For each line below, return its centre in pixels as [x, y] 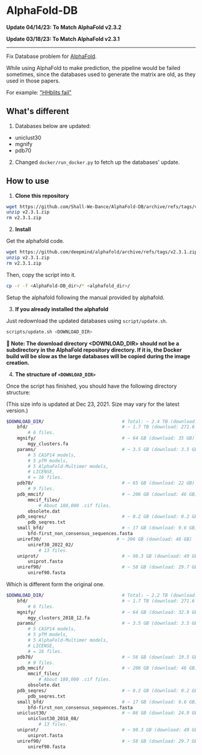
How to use [28, 181]
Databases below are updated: [53, 126]
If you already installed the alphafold [62, 309]
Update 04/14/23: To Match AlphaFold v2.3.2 [64, 27]
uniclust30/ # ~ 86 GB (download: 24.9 [103, 713]
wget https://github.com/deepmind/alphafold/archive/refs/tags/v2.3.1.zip [102, 252]
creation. [18, 362]
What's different [38, 111]
